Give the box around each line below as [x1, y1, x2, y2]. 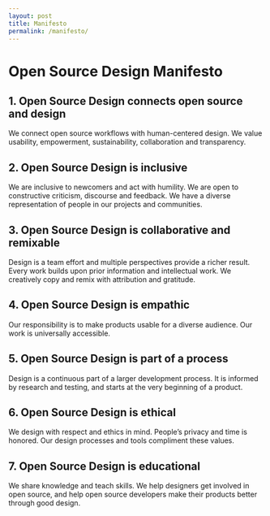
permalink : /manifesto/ [8, 27, 89, 35]
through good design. [8, 498, 81, 508]
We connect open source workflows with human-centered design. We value [8, 128, 263, 138]
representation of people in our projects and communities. [8, 200, 203, 210]
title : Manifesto [8, 20, 67, 28]
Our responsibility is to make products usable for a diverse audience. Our [8, 319, 253, 329]
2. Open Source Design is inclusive [8, 160, 188, 175]
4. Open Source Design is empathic [8, 298, 191, 312]
